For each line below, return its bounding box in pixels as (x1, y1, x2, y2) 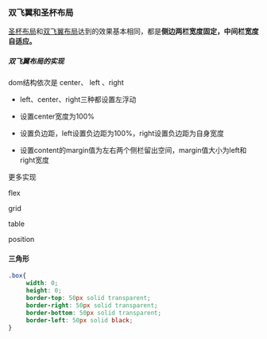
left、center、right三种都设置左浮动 (19, 95, 137, 104)
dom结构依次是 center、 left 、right (8, 78, 125, 88)
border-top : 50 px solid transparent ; (25, 294, 151, 302)
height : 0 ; (25, 286, 62, 295)
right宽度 (19, 155, 50, 165)
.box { (8, 272, 26, 280)
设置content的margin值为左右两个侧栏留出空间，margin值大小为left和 (19, 146, 247, 155)
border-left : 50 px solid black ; (25, 316, 133, 324)
